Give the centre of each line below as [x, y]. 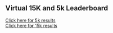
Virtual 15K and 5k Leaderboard [57, 8]
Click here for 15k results [31, 25]
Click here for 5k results [30, 20]
